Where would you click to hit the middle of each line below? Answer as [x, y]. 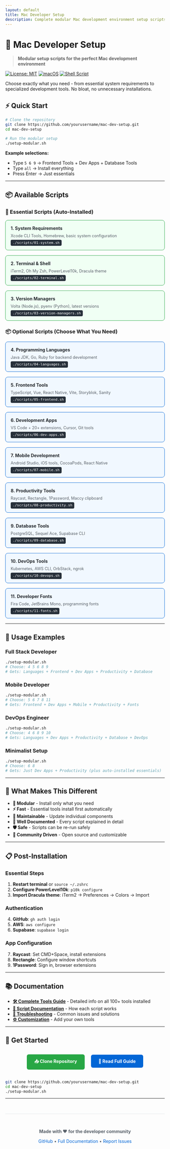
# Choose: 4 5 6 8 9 [27, 667]
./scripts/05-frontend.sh [38, 400]
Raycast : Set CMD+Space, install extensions [59, 954]
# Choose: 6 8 [20, 766]
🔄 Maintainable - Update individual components [63, 816]
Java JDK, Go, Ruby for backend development [54, 358]
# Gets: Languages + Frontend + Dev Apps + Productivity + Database [79, 671]
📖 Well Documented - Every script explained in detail [68, 822]
